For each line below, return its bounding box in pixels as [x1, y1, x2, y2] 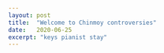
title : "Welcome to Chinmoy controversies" [8, 19, 157, 26]
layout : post [8, 11, 51, 19]
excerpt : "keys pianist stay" [8, 33, 108, 41]
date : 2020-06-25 [8, 26, 73, 34]
